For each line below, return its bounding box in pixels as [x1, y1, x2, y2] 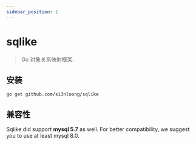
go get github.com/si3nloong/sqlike [6, 91, 99, 97]
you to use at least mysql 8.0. [6, 132, 80, 140]
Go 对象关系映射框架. [21, 56, 75, 63]
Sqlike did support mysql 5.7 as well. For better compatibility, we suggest [6, 126, 190, 133]
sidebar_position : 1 [6, 8, 59, 15]
